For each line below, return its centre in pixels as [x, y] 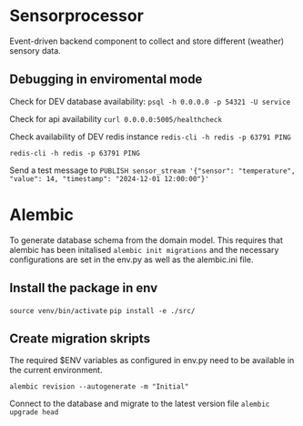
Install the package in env [84, 288]
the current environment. [56, 370]
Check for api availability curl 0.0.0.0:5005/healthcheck [116, 118]
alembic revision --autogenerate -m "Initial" [99, 387]
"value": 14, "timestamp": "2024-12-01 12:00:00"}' [109, 178]
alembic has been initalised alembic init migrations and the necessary [144, 249]
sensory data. [35, 50]
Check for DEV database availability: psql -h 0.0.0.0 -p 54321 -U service [150, 101]
